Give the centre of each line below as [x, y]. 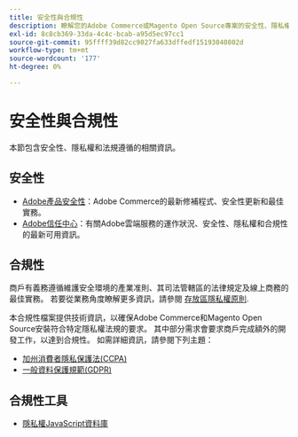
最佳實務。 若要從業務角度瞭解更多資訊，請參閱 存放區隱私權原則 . [129, 299]
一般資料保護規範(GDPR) [67, 370]
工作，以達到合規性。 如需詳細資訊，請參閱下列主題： [115, 340]
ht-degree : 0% [35, 67]
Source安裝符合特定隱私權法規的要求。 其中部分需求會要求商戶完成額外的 [144, 329]
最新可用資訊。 [57, 234]
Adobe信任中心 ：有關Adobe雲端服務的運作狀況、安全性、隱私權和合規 [151, 223]
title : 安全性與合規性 [47, 17]
